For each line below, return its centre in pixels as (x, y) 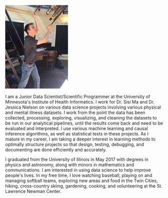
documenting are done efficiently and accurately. (56, 149)
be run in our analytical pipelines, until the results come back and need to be (84, 123)
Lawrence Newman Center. (33, 191)
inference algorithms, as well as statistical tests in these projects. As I (77, 133)
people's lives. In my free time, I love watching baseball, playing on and (79, 175)
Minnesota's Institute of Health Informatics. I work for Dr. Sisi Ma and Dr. (80, 101)
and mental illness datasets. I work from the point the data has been (75, 112)
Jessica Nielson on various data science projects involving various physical (83, 107)
